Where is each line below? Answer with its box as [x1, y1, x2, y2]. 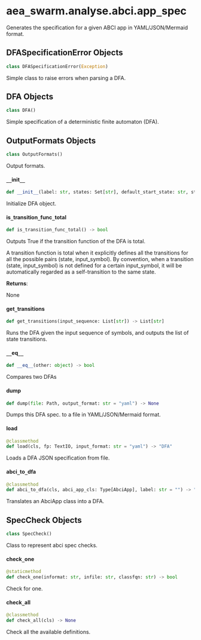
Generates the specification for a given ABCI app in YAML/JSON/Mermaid [6, 24, 188, 31]
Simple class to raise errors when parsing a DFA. [6, 74, 126, 81]
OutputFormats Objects [6, 136, 96, 146]
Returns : [6, 280, 28, 287]
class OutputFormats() [6, 151, 63, 158]
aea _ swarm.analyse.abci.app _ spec [6, 4, 187, 18]
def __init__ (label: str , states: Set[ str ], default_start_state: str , [6, 189, 188, 195]
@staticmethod [6, 569, 42, 575]
